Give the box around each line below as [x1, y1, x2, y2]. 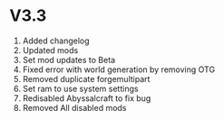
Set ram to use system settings [22, 83, 139, 94]
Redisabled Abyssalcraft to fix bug [22, 92, 151, 104]
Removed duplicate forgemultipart [22, 73, 151, 84]
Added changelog [22, 35, 90, 46]
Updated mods [22, 44, 79, 55]
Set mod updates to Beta [22, 54, 116, 65]
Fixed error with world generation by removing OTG [22, 64, 216, 75]
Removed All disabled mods [22, 102, 127, 113]
